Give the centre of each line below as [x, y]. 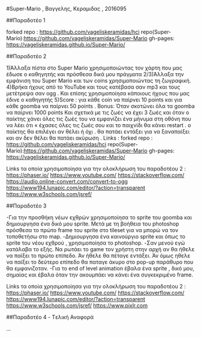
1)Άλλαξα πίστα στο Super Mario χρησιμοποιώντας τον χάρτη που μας [94, 68]
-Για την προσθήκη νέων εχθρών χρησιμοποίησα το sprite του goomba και [99, 217]
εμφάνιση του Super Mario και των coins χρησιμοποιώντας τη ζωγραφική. [99, 81]
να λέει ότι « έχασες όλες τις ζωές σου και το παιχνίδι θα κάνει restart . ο [99, 125]
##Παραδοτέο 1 [26, 20]
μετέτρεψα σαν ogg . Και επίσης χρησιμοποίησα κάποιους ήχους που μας [98, 93]
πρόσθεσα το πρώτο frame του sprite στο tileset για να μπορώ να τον [92, 230]
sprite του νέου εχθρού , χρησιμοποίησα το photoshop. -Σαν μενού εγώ [96, 243]
